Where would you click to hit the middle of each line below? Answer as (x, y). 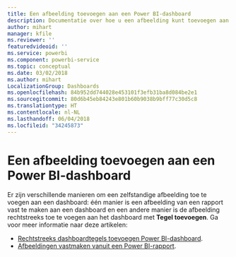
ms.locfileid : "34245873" (45, 125)
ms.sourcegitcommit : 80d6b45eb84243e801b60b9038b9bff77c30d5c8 (102, 100)
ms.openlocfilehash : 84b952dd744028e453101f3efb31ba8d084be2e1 (102, 92)
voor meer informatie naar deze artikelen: (67, 225)
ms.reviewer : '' (31, 40)
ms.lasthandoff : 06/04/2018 (49, 119)
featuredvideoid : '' (38, 47)
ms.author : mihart (34, 79)
